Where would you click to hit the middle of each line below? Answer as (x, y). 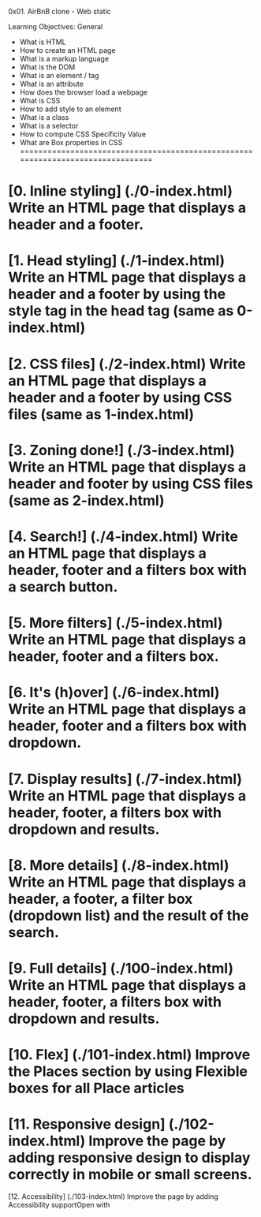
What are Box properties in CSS (71, 142)
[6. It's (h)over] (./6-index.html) (114, 692)
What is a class (44, 117)
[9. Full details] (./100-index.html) (121, 968)
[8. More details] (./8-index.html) (119, 865)
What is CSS (40, 101)
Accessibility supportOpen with (59, 1205)
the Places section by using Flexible (128, 1071)
